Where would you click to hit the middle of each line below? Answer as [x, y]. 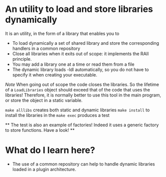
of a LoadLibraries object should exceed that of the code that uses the [78, 89]
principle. [22, 59]
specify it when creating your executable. [55, 75]
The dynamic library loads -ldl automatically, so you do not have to [81, 69]
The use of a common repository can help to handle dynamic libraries [83, 164]
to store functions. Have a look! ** [40, 130]
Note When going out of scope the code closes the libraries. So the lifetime [82, 84]
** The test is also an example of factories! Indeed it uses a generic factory [82, 125]
